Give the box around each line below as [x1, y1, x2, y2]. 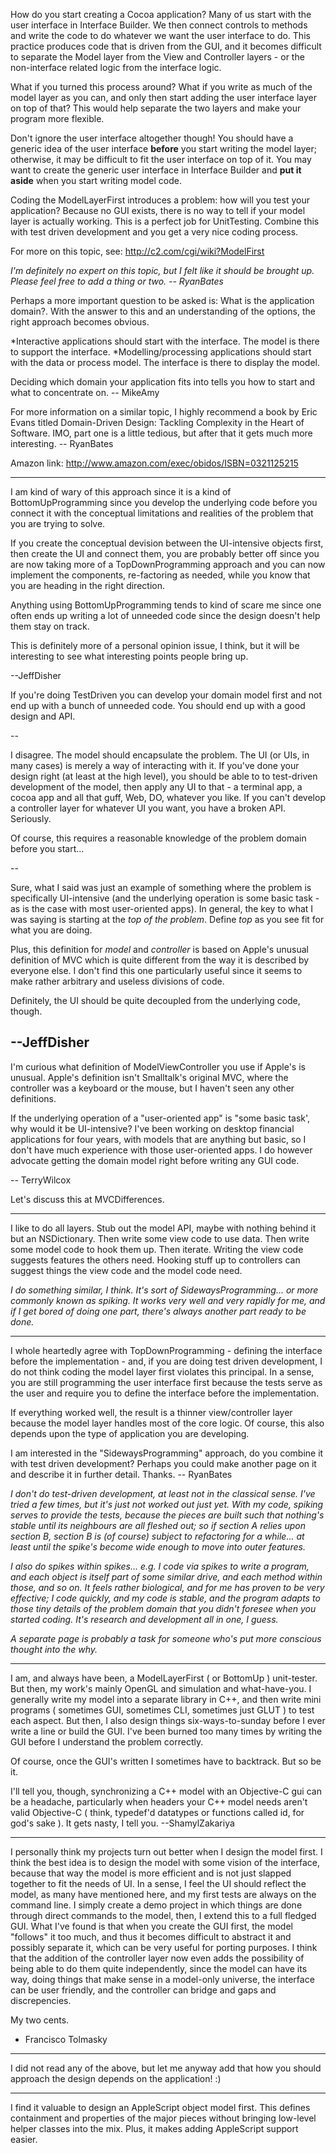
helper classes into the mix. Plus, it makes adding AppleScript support [10, 2122, 299, 2134]
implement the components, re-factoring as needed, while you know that [10, 569, 311, 581]
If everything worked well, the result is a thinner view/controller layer [10, 1406, 293, 1418]
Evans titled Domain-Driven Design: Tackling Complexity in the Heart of [10, 417, 305, 428]
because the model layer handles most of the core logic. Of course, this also [10, 1417, 325, 1429]
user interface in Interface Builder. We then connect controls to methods [10, 19, 308, 31]
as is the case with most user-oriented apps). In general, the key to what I [10, 903, 314, 914]
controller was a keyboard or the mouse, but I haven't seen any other [10, 1082, 295, 1094]
